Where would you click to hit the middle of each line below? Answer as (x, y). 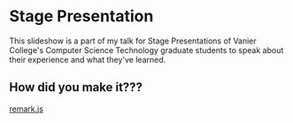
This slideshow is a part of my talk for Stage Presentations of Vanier (133, 41)
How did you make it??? (76, 87)
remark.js (27, 109)
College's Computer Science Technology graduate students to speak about (146, 50)
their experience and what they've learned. (88, 59)
